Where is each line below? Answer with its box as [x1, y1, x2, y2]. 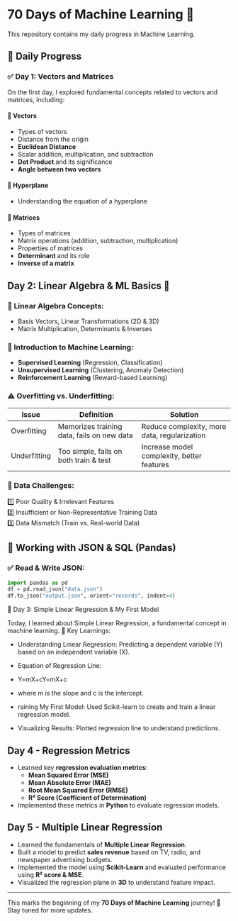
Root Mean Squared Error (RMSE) [28, 786, 129, 794]
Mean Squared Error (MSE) [28, 771, 109, 779]
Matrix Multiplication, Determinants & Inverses [17, 324, 152, 333]
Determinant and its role [17, 252, 90, 260]
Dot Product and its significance [17, 157, 113, 166]
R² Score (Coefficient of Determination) [28, 793, 147, 802]
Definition [79, 409, 113, 419]
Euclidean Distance [17, 142, 76, 151]
